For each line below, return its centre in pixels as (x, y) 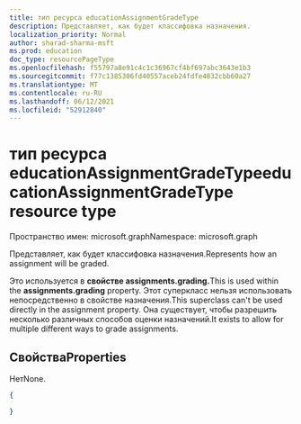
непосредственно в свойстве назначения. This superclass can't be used (146, 300)
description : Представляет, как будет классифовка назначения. (130, 26)
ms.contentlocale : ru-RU (56, 93)
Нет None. (28, 379)
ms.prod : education (46, 51)
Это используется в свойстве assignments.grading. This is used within (144, 281)
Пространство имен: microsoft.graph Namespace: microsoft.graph (133, 237)
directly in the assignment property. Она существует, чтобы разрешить (143, 310)
